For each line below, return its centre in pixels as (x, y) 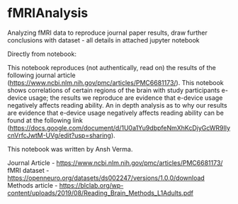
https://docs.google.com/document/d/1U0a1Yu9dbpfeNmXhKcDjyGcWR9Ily (120, 127)
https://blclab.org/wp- (91, 185)
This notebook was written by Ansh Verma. (70, 149)
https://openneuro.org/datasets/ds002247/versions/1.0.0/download (106, 178)
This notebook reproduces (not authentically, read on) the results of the (112, 67)
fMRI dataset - (28, 170)
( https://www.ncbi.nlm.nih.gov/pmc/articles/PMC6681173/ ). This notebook (116, 82)
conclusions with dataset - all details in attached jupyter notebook (103, 40)
